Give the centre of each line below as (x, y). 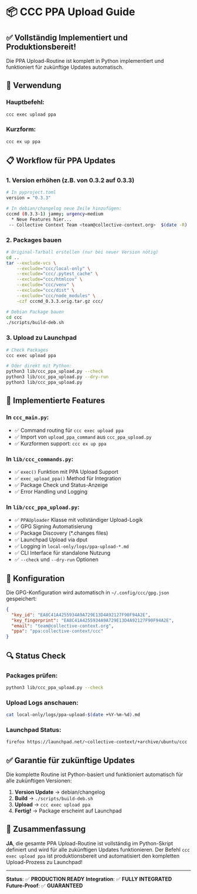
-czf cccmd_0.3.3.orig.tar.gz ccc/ (60, 301)
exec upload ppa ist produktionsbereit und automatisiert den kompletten (93, 856)
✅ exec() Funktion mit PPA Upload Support (66, 471)
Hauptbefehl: (26, 102)
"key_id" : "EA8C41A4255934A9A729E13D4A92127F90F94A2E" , (81, 615)
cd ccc (14, 317)
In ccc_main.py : (28, 417)
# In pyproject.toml (31, 193)
